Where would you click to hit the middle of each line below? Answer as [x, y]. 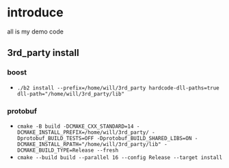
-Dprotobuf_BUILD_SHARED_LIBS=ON [144, 138]
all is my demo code [35, 31]
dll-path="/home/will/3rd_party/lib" [71, 94]
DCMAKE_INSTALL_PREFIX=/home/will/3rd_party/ [83, 132]
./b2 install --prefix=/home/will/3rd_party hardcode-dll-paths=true [118, 88]
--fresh [108, 150]
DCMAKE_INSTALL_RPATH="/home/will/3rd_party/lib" [89, 144]
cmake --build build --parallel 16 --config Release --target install [120, 157]
